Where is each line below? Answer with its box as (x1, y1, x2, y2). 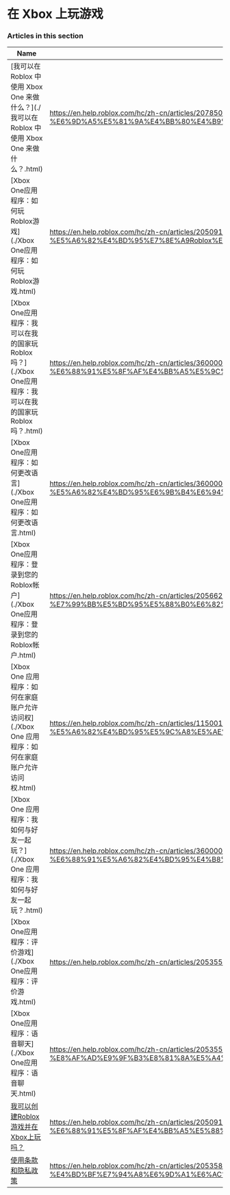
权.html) (10, 783, 36, 793)
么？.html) (10, 164, 43, 174)
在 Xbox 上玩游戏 (7, 6, 104, 22)
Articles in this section (7, 32, 84, 41)
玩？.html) (10, 905, 43, 915)
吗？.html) (10, 426, 43, 436)
